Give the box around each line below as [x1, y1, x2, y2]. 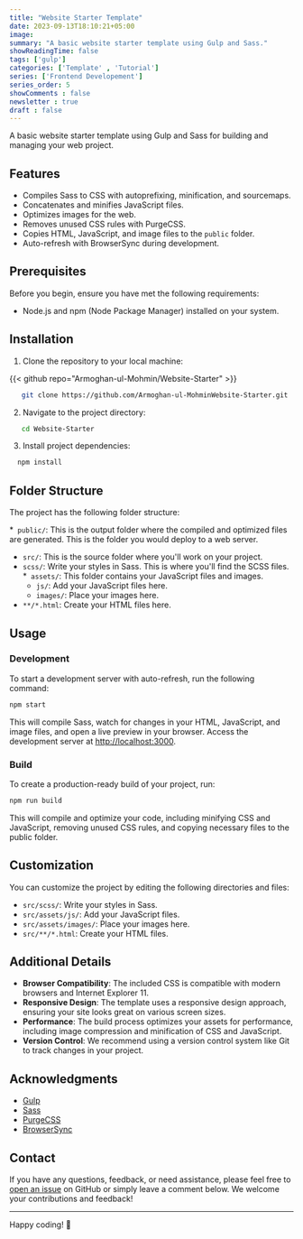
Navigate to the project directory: [22, 407, 146, 418]
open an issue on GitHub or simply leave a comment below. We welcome [9, 1184, 280, 1195]
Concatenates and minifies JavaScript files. [22, 199, 185, 210]
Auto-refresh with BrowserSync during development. [22, 238, 219, 249]
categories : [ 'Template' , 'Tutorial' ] [9, 64, 160, 73]
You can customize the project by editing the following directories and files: [9, 882, 290, 892]
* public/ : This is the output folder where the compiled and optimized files [9, 524, 288, 535]
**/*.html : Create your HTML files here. [22, 599, 171, 610]
